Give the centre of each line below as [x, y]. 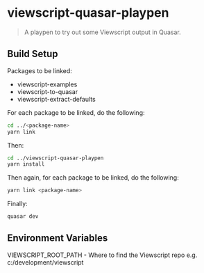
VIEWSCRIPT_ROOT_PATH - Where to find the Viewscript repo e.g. [102, 255]
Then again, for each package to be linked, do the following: [93, 178]
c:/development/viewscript [45, 262]
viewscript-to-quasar [48, 91]
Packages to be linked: [40, 70]
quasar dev [23, 217]
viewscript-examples [47, 84]
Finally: [17, 204]
